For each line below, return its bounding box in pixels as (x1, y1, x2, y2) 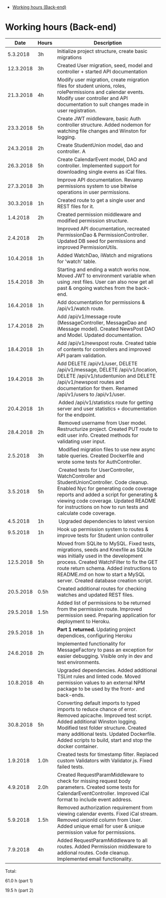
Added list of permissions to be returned (57, 599, 151, 606)
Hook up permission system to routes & (57, 525, 149, 532)
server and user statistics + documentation (57, 405, 157, 412)
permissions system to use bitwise (57, 183, 137, 189)
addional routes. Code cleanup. (57, 849, 130, 856)
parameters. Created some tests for (57, 784, 140, 791)
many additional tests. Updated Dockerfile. (57, 730, 156, 737)
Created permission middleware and (57, 211, 142, 218)
